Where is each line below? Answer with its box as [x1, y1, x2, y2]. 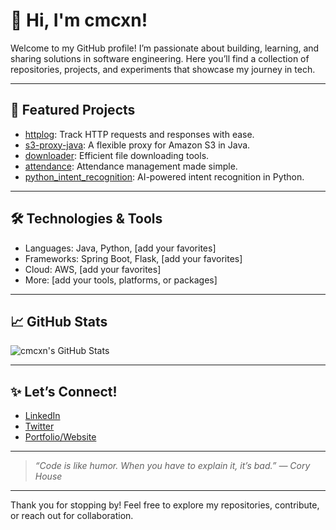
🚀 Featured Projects [10, 102, 136, 119]
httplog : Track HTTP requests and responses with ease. [24, 128, 255, 140]
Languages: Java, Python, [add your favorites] [24, 242, 217, 254]
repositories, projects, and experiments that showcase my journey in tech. [10, 63, 316, 75]
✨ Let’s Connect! [10, 383, 118, 400]
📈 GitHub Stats [10, 313, 108, 330]
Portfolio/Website [24, 431, 97, 443]
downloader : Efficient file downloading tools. [24, 149, 210, 161]
